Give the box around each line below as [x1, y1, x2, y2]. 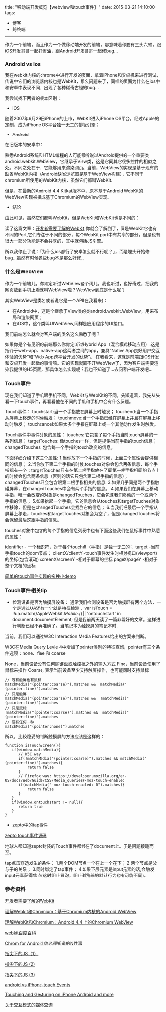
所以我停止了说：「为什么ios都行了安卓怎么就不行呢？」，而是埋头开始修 [5, 249, 150, 255]
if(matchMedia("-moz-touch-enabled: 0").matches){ [18, 782, 125, 788]
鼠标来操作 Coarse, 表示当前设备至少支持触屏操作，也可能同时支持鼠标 [5, 667, 149, 673]
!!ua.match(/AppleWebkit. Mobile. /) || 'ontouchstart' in [12, 611, 121, 617]
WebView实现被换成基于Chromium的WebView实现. [5, 194, 109, 200]
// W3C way [18, 752, 41, 757]
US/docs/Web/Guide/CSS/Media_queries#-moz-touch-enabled [5, 778, 125, 783]
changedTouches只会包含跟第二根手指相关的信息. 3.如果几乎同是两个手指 [5, 479, 155, 485]
